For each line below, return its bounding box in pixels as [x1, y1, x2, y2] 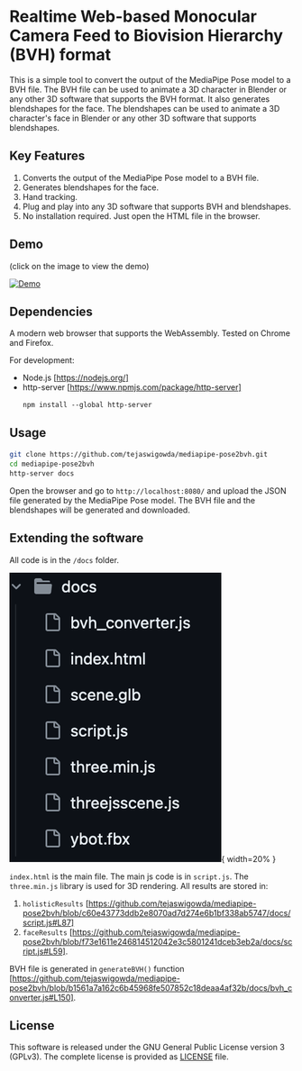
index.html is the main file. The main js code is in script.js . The [9, 871, 250, 882]
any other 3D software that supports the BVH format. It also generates [9, 93, 270, 104]
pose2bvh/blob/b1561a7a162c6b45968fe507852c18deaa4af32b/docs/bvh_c [9, 982, 293, 993]
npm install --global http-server [22, 401, 152, 410]
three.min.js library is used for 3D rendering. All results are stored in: [9, 880, 269, 891]
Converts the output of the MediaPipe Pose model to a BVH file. [22, 172, 260, 183]
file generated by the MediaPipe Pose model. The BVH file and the [9, 495, 255, 505]
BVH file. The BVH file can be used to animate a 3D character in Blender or [9, 84, 287, 95]
